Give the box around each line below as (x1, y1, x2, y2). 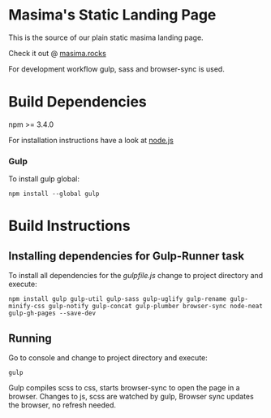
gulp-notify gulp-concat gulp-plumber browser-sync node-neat (48, 303, 264, 311)
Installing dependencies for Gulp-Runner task (8, 249, 245, 263)
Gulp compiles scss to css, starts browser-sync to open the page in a (8, 382, 241, 392)
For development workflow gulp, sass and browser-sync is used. (8, 63, 225, 74)
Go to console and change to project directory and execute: (8, 352, 209, 363)
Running (8, 331, 53, 345)
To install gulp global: (8, 174, 80, 184)
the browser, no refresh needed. (8, 400, 116, 410)
